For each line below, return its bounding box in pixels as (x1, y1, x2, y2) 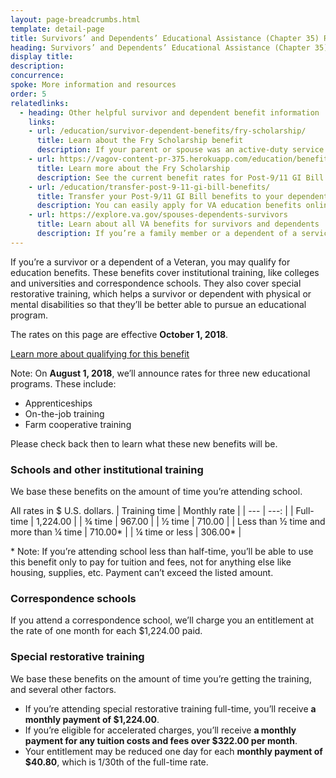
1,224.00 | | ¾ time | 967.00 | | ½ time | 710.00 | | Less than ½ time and (35, 516, 326, 528)
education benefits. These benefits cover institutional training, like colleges (10, 266, 320, 278)
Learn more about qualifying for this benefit (10, 347, 190, 360)
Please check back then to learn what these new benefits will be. (10, 437, 278, 450)
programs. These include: (10, 377, 117, 390)
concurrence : (10, 71, 65, 81)
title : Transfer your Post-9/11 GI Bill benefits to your (36, 191, 284, 201)
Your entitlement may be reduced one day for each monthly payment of (24, 745, 323, 757)
